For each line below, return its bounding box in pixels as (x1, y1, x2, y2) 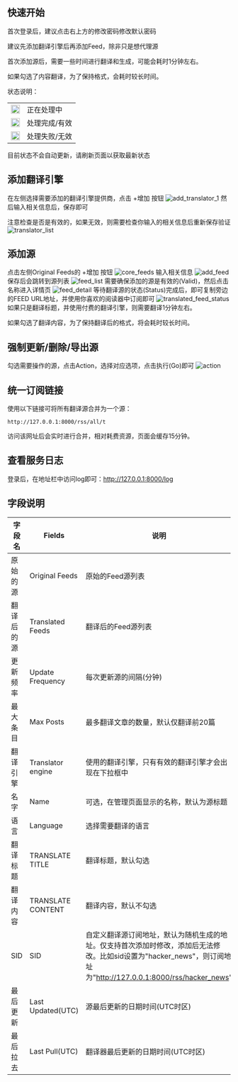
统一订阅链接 (7, 384, 64, 396)
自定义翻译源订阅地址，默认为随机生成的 (85, 930, 221, 940)
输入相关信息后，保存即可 (13, 203, 89, 211)
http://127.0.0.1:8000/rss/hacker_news (96, 972, 229, 982)
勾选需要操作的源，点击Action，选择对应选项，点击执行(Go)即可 (7, 361, 195, 370)
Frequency (29, 676, 66, 686)
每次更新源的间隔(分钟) (85, 672, 163, 682)
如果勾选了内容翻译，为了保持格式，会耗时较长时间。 (7, 72, 163, 80)
